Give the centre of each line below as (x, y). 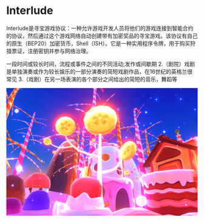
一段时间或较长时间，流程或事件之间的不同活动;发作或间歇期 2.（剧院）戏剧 (101, 64)
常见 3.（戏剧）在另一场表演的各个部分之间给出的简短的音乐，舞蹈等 (92, 79)
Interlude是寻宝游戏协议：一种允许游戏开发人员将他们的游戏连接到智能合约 (100, 28)
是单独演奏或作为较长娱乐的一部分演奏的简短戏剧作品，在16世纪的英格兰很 (100, 71)
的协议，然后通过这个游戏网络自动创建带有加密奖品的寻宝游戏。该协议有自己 (102, 36)
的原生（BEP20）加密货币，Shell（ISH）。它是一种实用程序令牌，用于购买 (98, 43)
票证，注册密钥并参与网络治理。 (51, 51)
